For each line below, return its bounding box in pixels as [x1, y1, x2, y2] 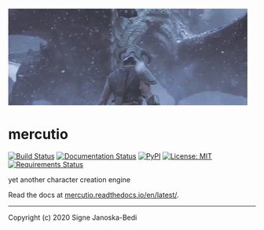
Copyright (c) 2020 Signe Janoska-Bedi [8, 213, 137, 222]
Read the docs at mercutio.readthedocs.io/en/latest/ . [8, 190, 179, 199]
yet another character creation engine [8, 174, 131, 184]
